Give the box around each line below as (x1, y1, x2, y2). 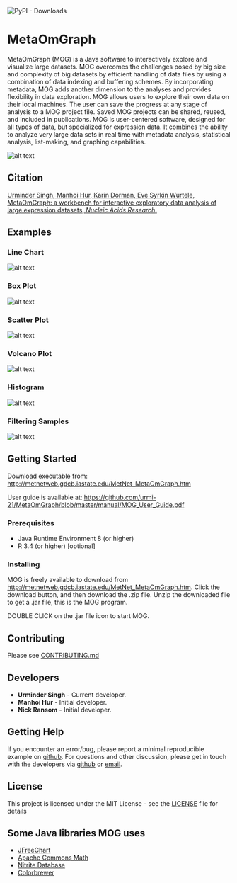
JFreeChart (17, 846, 51, 855)
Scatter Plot (7, 315, 49, 325)
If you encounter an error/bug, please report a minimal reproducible (7, 744, 204, 753)
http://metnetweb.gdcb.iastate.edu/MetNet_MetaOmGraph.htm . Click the (7, 583, 221, 591)
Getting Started (7, 453, 77, 465)
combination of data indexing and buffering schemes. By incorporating (7, 77, 214, 86)
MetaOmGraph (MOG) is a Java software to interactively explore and (7, 55, 207, 63)
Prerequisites (7, 518, 54, 528)
